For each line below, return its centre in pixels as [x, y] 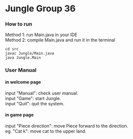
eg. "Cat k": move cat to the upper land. [46, 131]
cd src [12, 49]
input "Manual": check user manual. [42, 93]
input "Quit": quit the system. [35, 103]
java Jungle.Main [23, 58]
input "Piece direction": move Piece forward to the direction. [67, 126]
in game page [19, 115]
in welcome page [23, 82]
